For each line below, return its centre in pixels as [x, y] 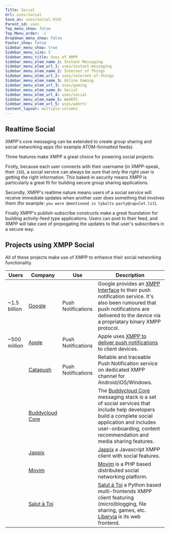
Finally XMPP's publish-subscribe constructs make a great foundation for [82, 213]
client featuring [116, 498]
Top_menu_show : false [28, 29]
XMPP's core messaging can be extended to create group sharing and [78, 141]
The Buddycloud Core [124, 390]
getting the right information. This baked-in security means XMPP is [76, 177]
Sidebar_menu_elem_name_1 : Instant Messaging [54, 62]
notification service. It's [126, 296]
